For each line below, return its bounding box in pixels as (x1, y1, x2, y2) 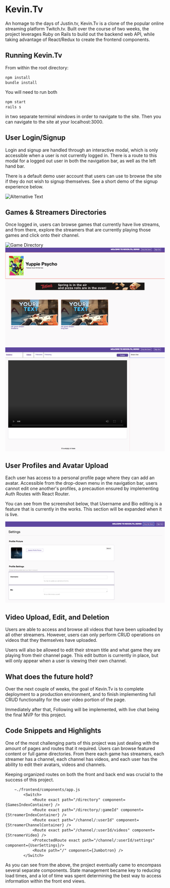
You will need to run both (5, 89, 58, 95)
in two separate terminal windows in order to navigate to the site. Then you (5, 113, 161, 120)
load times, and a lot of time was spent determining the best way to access (5, 872, 162, 878)
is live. (5, 512, 19, 518)
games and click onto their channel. (5, 232, 80, 239)
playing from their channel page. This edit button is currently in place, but (5, 652, 158, 659)
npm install (5, 75, 30, 80)
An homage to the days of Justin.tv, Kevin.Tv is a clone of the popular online (5, 20, 164, 26)
